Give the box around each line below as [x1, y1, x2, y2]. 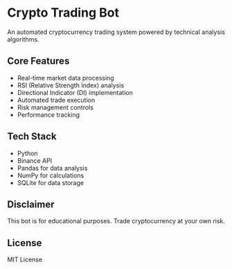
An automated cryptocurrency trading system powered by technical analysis [7, 28, 225, 36]
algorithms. [7, 35, 39, 43]
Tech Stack [7, 130, 57, 143]
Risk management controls [17, 103, 93, 112]
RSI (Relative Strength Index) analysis [17, 81, 125, 89]
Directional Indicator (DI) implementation [17, 88, 133, 96]
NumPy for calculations [17, 171, 84, 180]
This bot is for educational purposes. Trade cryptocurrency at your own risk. [7, 217, 225, 225]
